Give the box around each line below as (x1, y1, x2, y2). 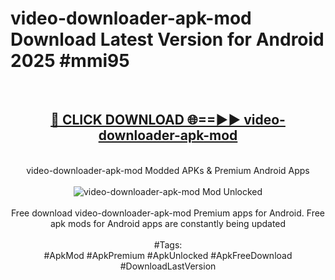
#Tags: (153, 238, 183, 251)
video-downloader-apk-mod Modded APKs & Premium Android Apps (26, 164, 310, 176)
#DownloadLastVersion (119, 260, 217, 272)
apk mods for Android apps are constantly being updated (49, 217, 287, 229)
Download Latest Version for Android (10, 28, 325, 51)
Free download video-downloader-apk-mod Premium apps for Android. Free (11, 207, 325, 219)
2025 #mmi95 (10, 50, 130, 72)
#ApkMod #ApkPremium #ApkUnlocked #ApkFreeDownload (43, 249, 293, 261)
